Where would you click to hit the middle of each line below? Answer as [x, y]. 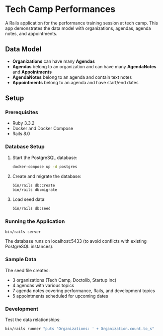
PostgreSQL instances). [29, 247]
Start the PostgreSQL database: [45, 158]
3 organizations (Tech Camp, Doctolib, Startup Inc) [64, 280]
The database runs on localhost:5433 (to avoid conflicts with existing [76, 241]
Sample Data [21, 259]
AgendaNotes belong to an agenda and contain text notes [72, 77]
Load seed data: [29, 199]
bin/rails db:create [34, 185]
